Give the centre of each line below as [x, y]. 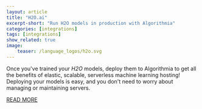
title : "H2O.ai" [27, 18]
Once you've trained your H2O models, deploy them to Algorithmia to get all [101, 68]
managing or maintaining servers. [48, 88]
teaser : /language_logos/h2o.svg [60, 51]
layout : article [27, 12]
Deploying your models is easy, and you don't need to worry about [90, 81]
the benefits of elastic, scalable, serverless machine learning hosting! [93, 75]
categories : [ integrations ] [42, 29]
